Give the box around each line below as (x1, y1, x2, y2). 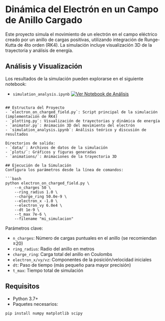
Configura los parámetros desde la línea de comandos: (5, 167, 124, 172)
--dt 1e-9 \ (14, 207, 40, 212)
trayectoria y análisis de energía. (5, 47, 74, 53)
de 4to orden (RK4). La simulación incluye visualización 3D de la (17, 42, 152, 48)
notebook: (5, 81, 27, 87)
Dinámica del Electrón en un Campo (5, 4, 159, 15)
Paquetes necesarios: (12, 301, 58, 307)
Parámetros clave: (5, 225, 43, 231)
